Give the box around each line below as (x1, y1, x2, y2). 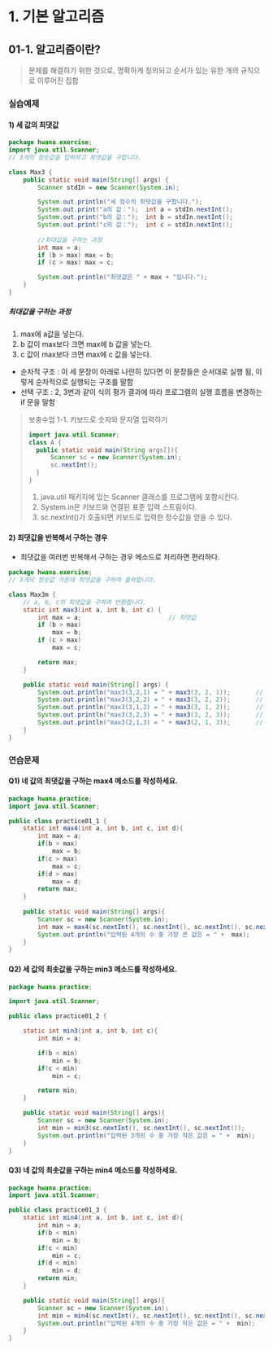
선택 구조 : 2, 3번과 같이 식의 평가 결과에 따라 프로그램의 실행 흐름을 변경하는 (19, 387, 262, 397)
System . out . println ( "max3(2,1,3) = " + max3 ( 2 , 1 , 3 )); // (37, 718, 264, 727)
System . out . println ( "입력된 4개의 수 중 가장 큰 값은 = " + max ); (37, 930, 250, 939)
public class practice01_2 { (8, 1012, 107, 1020)
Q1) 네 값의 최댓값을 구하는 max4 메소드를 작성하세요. (8, 776, 179, 786)
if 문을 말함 (19, 397, 55, 407)
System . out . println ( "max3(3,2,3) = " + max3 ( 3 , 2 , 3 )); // (37, 711, 264, 719)
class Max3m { (8, 590, 57, 598)
